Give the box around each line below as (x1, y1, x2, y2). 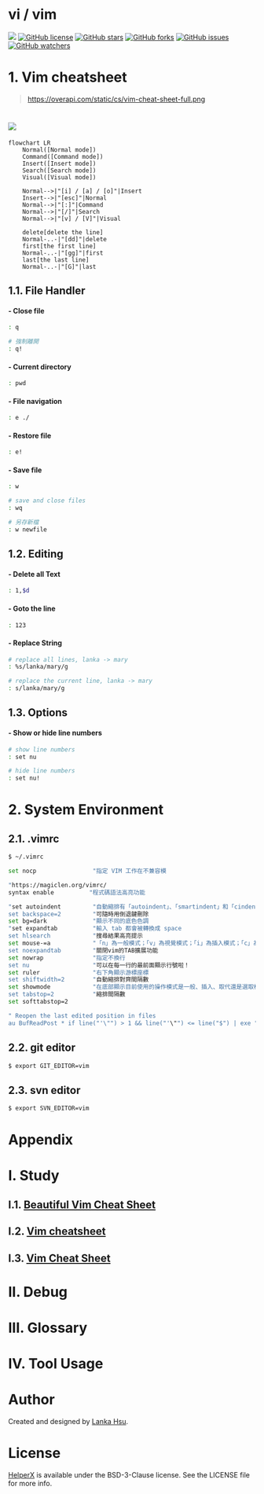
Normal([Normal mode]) (22, 145, 97, 154)
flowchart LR (8, 139, 51, 147)
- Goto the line (8, 604, 57, 613)
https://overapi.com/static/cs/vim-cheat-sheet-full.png (27, 94, 206, 104)
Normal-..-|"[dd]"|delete (22, 235, 108, 243)
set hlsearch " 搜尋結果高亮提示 (8, 932, 144, 940)
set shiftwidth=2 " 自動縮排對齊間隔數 (8, 976, 149, 984)
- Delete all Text (8, 569, 60, 578)
